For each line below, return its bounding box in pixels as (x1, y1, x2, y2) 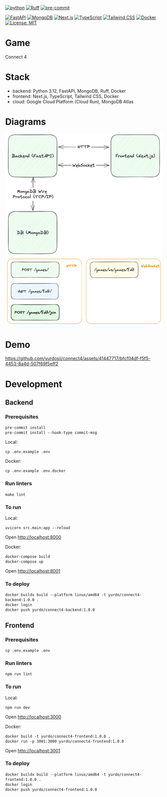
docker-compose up (5, 559, 43, 564)
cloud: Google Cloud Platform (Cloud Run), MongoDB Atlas (12, 98, 134, 105)
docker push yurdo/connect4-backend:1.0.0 (5, 608, 95, 613)
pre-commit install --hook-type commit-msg (5, 430, 97, 435)
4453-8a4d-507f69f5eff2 (5, 361, 58, 367)
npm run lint (5, 672, 32, 677)
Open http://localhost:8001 (5, 568, 60, 574)
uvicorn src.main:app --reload (5, 525, 70, 530)
